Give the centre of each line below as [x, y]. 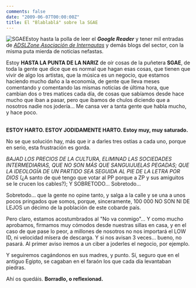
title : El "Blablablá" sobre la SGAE [52, 22]
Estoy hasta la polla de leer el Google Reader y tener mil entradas [104, 39]
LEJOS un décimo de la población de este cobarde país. [74, 208]
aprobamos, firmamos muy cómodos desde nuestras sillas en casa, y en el [96, 225]
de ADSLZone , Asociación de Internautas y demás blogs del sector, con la [95, 45]
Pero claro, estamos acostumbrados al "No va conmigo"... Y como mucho [95, 219]
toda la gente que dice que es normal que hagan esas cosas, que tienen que [98, 69]
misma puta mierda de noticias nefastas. [55, 52]
